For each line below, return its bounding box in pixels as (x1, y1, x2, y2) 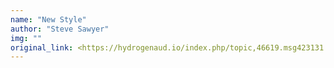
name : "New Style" (10, 14, 87, 25)
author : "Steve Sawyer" (10, 24, 110, 34)
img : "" (10, 33, 43, 43)
